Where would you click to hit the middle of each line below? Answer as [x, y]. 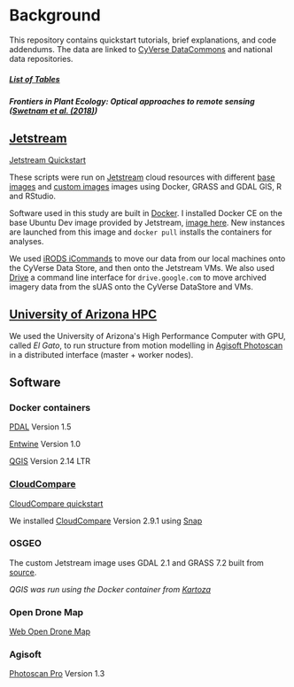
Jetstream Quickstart [47, 159]
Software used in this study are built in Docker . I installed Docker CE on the [146, 212]
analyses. [27, 241]
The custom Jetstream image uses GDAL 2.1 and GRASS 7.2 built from [136, 562]
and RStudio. [32, 196]
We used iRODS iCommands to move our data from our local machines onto [147, 259]
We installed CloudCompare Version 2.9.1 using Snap [106, 521]
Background [55, 15]
